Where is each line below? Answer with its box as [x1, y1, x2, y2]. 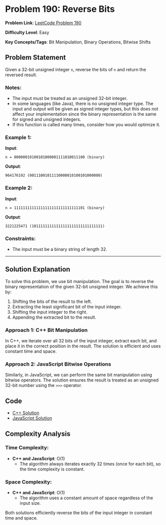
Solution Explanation [5, 265, 71, 274]
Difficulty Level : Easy [5, 29, 49, 35]
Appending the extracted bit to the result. [12, 314, 96, 320]
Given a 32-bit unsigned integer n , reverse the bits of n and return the [5, 66, 147, 72]
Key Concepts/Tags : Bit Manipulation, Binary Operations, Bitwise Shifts [5, 39, 151, 45]
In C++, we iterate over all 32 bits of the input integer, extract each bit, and [5, 338, 157, 344]
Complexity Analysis [5, 430, 71, 438]
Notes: [5, 84, 22, 91]
